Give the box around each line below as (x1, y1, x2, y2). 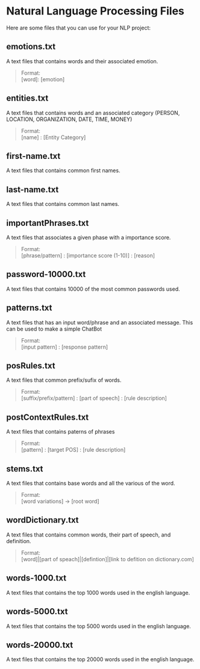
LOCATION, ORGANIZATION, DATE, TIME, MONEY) (6, 116, 133, 123)
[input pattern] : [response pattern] (20, 343, 108, 350)
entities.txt (6, 93, 49, 104)
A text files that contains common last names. (6, 201, 119, 208)
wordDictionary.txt (6, 515, 80, 525)
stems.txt (6, 464, 43, 474)
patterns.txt (6, 303, 52, 313)
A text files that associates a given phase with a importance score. (6, 234, 171, 241)
